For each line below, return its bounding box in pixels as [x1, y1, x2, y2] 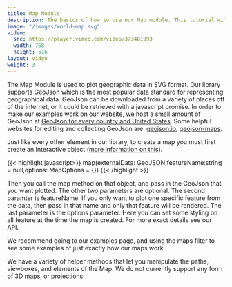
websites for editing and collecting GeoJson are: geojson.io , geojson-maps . [7, 124, 223, 132]
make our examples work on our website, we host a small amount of [7, 110, 202, 118]
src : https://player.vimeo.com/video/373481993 [13, 36, 153, 43]
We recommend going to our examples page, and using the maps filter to [7, 236, 215, 245]
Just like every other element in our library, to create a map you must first [7, 137, 216, 146]
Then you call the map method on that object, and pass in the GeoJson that [7, 179, 222, 187]
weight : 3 [7, 61, 36, 68]
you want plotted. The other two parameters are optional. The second [7, 186, 206, 195]
